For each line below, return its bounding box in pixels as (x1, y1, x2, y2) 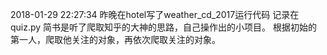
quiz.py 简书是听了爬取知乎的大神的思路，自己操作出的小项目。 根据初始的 (10, 21, 318, 33)
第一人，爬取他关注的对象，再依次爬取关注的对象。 (10, 34, 221, 45)
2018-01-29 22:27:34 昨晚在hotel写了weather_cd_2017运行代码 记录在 (10, 9, 300, 20)
